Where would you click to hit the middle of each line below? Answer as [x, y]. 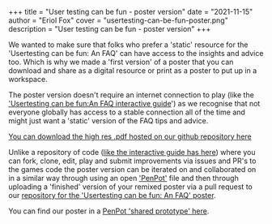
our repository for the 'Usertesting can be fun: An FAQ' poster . [112, 195]
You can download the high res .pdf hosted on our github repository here [130, 136]
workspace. [28, 79]
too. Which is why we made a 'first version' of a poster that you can [121, 62]
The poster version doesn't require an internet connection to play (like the [132, 95]
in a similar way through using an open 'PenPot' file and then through [123, 178]
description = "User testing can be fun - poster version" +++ [110, 29]
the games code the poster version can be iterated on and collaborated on [132, 169]
